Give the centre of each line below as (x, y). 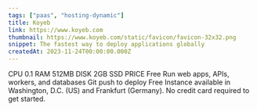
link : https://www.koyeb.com (56, 30)
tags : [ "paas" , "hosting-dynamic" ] (66, 15)
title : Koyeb (29, 23)
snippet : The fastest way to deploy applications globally (107, 45)
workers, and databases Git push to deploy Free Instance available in (119, 82)
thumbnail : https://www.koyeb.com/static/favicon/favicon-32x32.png (122, 37)
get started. (27, 99)
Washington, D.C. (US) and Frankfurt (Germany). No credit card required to (129, 90)
